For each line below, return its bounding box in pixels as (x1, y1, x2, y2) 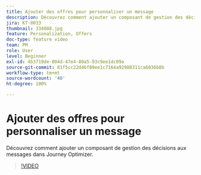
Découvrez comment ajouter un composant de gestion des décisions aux (6, 144, 187, 151)
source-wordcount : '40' (6, 75, 66, 81)
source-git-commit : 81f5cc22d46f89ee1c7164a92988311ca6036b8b (6, 64, 165, 70)
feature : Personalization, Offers (6, 31, 93, 37)
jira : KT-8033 (6, 20, 42, 26)
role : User (6, 48, 33, 54)
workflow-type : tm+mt (6, 70, 60, 76)
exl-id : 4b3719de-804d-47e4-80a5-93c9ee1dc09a (6, 59, 124, 65)
